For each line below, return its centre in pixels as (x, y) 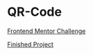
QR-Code (35, 12)
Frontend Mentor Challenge (46, 31)
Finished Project (31, 44)
